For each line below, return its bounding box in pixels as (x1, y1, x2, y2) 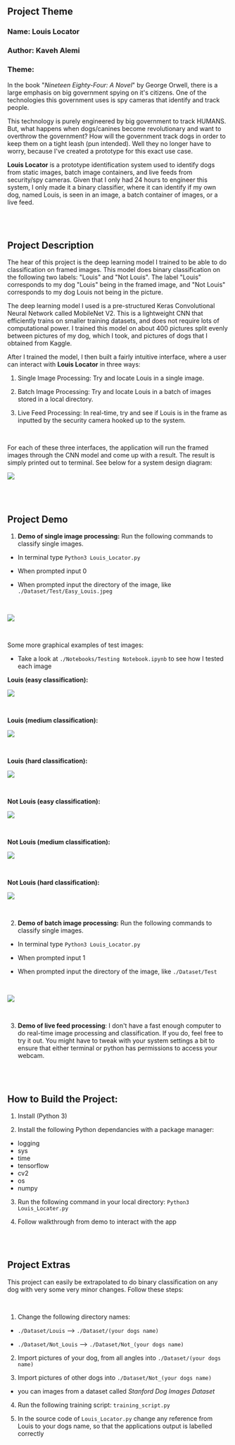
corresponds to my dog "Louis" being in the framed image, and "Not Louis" (7, 281, 226, 289)
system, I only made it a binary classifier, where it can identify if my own (7, 183, 217, 191)
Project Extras (7, 1259, 70, 1271)
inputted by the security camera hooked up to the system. (17, 416, 186, 425)
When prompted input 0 (17, 567, 87, 575)
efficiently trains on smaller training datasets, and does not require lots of (7, 316, 220, 325)
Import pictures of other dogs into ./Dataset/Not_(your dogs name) (17, 1373, 212, 1382)
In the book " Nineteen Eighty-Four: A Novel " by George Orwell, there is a (7, 80, 218, 89)
